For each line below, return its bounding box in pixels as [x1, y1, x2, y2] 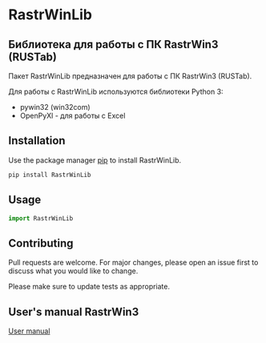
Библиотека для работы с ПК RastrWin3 [8, 38, 219, 51]
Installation [8, 134, 66, 147]
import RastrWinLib [8, 214, 74, 222]
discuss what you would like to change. [8, 266, 139, 276]
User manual [8, 326, 50, 336]
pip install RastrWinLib [8, 171, 91, 179]
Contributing [8, 236, 74, 250]
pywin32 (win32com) [19, 103, 91, 111]
